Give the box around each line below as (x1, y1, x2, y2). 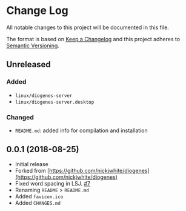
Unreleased (6, 59, 51, 70)
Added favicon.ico (15, 192, 64, 200)
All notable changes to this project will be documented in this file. (6, 24, 170, 31)
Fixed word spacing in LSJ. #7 (15, 179, 91, 187)
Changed (6, 113, 35, 121)
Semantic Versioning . (6, 42, 59, 49)
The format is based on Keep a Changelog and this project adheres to (6, 35, 181, 42)
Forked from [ (15, 167, 50, 174)
